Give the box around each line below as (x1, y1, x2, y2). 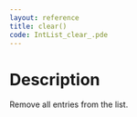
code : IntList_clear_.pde (9, 30, 108, 39)
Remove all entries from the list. (9, 99, 129, 110)
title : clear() (9, 22, 68, 31)
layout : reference (9, 13, 79, 23)
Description (9, 69, 100, 90)
